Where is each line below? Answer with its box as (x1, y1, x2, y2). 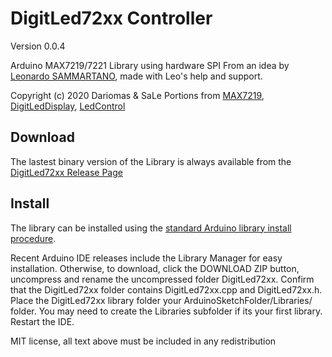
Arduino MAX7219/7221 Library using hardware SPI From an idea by (10, 59, 290, 71)
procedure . (10, 232, 57, 244)
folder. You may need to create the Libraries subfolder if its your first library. (10, 305, 323, 317)
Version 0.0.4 (10, 40, 66, 52)
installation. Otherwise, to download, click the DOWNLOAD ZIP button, (10, 262, 300, 274)
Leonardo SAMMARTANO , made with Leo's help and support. (10, 70, 263, 82)
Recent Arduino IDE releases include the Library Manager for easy (10, 252, 283, 264)
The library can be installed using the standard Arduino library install (10, 222, 292, 234)
